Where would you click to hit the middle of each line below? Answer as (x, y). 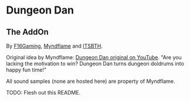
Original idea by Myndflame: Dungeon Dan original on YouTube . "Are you (94, 57)
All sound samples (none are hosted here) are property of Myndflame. (91, 81)
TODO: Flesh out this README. (43, 92)
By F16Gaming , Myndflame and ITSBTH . (54, 46)
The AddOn (27, 32)
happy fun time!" (26, 70)
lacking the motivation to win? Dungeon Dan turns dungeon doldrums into (95, 63)
